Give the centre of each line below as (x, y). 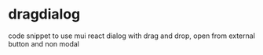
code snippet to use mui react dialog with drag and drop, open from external (131, 36)
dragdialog (44, 14)
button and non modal (44, 43)
